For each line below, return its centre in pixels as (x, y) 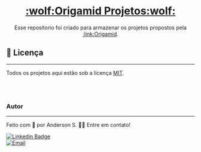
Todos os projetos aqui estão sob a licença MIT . (65, 72)
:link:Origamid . (100, 34)
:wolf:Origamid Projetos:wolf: (100, 11)
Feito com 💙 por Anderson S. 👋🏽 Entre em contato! (68, 125)
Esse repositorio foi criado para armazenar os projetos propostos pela (100, 28)
